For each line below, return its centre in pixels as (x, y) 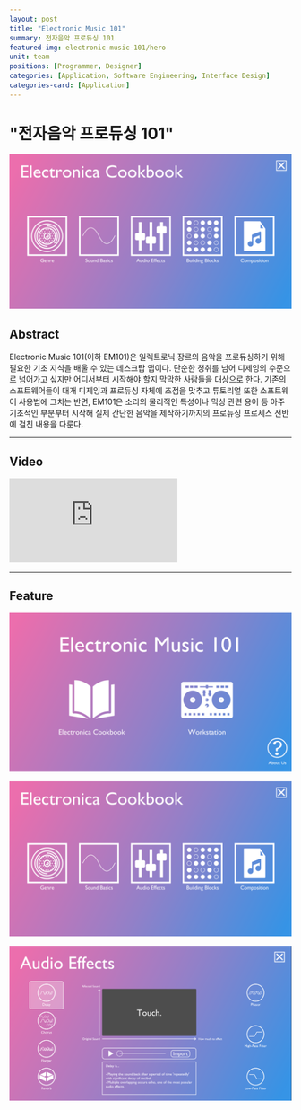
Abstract (34, 334)
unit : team (30, 57)
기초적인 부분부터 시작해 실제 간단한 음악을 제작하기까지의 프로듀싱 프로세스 (141, 413)
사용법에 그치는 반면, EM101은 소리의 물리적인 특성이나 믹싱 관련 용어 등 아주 (151, 402)
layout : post (34, 19)
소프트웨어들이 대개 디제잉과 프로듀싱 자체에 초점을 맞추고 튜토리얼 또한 (133, 391)
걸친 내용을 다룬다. (51, 424)
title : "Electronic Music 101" (68, 28)
